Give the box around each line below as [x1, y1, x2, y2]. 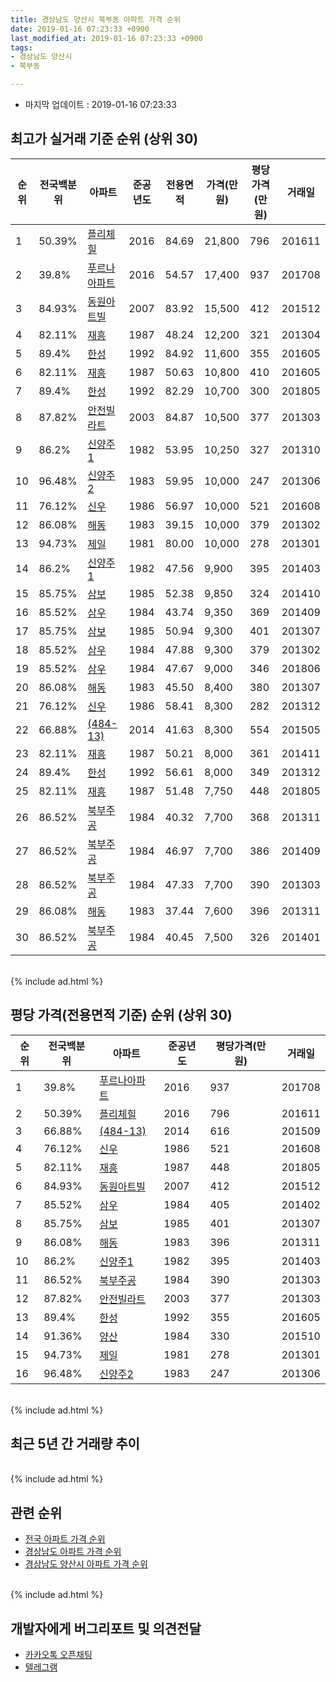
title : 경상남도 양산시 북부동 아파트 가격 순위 [10, 14, 181, 25]
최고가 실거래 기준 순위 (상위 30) [10, 131, 199, 148]
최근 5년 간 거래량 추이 [10, 1436, 140, 1453]
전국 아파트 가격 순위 [24, 1533, 106, 1545]
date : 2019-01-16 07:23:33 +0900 [10, 24, 150, 34]
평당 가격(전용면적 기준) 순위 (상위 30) [10, 1007, 233, 1024]
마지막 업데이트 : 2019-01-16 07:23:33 [24, 99, 177, 110]
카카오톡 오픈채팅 [24, 1649, 93, 1661]
